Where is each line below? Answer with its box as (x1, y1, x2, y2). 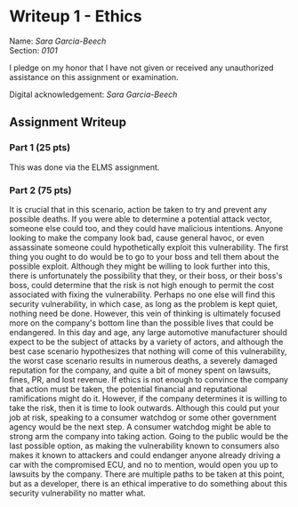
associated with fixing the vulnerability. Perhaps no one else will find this (9, 289, 276, 300)
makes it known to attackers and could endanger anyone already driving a (9, 449, 281, 460)
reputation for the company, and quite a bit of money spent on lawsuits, (9, 365, 271, 375)
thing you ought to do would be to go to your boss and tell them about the (9, 251, 279, 262)
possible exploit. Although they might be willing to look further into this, (9, 261, 270, 271)
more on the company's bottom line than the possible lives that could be (9, 318, 274, 328)
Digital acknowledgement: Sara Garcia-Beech (9, 89, 178, 100)
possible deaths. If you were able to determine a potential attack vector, (9, 213, 272, 224)
